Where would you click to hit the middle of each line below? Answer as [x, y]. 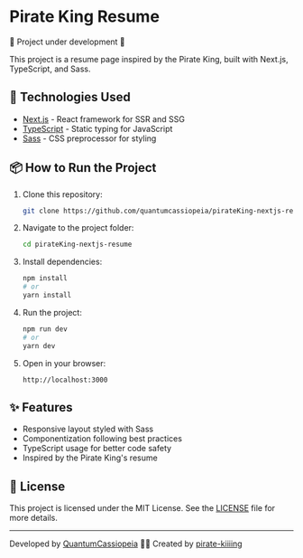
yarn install [47, 296]
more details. [34, 518]
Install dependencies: [62, 262]
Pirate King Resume [85, 17]
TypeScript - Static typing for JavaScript [97, 128]
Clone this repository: [62, 194]
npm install [45, 279]
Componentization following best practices [102, 439]
